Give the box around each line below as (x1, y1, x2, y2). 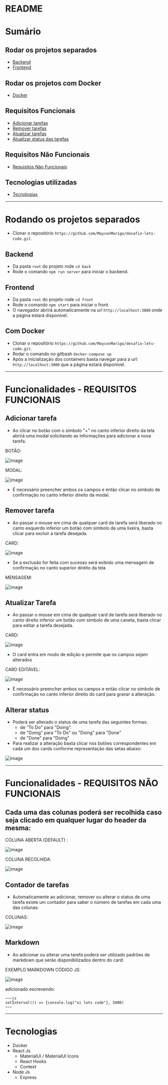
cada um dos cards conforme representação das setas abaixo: (12, 746, 141, 752)
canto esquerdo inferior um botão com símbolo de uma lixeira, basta (12, 525, 153, 531)
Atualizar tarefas (12, 131, 46, 137)
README (5, 3, 43, 15)
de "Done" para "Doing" (19, 735, 70, 741)
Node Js (12, 1069, 30, 1075)
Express (19, 1074, 37, 1080)
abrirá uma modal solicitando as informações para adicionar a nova (12, 432, 151, 438)
